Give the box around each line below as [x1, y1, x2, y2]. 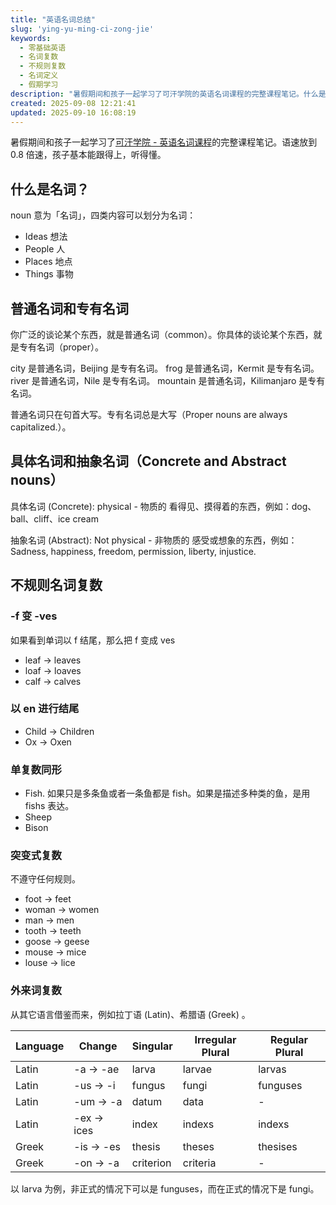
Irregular [194, 1032, 237, 1046]
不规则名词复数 [10, 577, 103, 594]
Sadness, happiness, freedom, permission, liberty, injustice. [10, 545, 257, 557]
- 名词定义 [19, 71, 59, 81]
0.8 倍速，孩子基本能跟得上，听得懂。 [10, 149, 167, 161]
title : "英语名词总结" [10, 14, 96, 25]
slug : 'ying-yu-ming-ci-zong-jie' [10, 24, 155, 34]
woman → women [24, 904, 100, 916]
